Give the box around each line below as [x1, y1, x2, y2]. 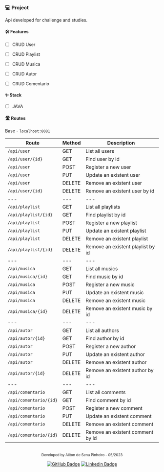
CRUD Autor [12, 71, 37, 77]
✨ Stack [5, 92, 22, 98]
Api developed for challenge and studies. [5, 17, 88, 23]
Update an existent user [85, 172, 141, 179]
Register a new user [85, 164, 131, 170]
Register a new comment [85, 405, 143, 412]
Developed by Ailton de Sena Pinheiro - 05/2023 [41, 452, 123, 458]
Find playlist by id [85, 212, 126, 218]
